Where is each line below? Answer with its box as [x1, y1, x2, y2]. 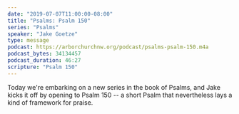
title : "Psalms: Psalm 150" [7, 17, 91, 24]
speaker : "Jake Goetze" [7, 30, 78, 38]
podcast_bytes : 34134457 [7, 51, 81, 58]
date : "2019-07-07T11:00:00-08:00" [7, 10, 113, 18]
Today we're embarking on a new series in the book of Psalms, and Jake [7, 83, 221, 91]
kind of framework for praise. [7, 98, 93, 107]
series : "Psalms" [7, 24, 59, 31]
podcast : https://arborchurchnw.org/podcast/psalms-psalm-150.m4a [7, 43, 209, 51]
